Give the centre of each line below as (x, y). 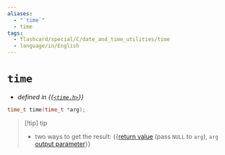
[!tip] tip (36, 123)
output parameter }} (63, 144)
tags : (15, 33)
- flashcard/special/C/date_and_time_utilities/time (92, 40)
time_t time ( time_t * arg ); (46, 109)
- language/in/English (46, 46)
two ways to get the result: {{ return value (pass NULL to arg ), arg (126, 136)
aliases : (20, 14)
